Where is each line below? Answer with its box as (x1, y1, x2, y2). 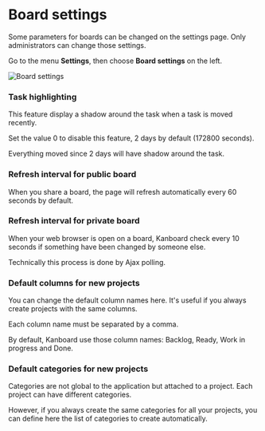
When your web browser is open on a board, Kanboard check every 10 (8, 233, 240, 243)
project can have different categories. (8, 389, 132, 400)
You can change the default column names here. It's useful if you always (8, 295, 247, 305)
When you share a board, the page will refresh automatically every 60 (8, 187, 237, 196)
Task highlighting (8, 91, 77, 102)
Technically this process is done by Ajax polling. (8, 257, 166, 267)
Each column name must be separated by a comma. (8, 319, 179, 329)
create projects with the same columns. (8, 304, 138, 314)
